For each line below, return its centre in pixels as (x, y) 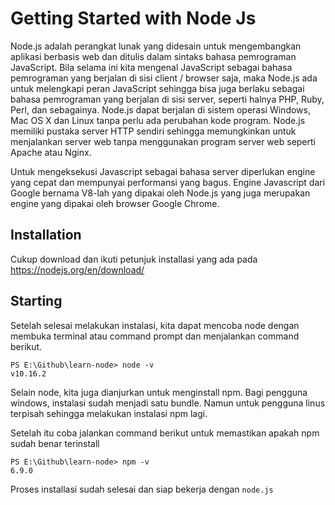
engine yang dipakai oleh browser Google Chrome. (115, 203)
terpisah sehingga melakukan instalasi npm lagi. (109, 413)
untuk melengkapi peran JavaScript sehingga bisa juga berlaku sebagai (157, 88)
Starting (36, 301)
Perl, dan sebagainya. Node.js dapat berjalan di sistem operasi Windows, (160, 109)
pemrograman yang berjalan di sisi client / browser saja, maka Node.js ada (164, 78)
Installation (46, 235)
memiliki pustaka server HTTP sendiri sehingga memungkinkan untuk (153, 131)
